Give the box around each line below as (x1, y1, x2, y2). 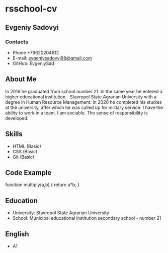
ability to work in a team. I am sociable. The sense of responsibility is (5, 109, 148, 116)
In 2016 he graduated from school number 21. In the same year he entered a (5, 88, 162, 94)
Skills (5, 130, 23, 139)
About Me (5, 75, 37, 84)
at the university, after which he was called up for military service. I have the (5, 104, 163, 110)
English (5, 230, 29, 238)
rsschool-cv (5, 3, 57, 15)
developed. (5, 115, 29, 121)
